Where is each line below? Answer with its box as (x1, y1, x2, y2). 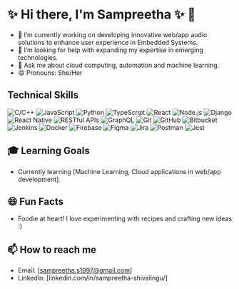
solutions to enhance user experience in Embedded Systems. (17, 38, 198, 46)
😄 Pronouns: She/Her (17, 68, 83, 77)
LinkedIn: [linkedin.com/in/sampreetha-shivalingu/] (17, 274, 168, 283)
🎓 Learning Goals (7, 145, 91, 157)
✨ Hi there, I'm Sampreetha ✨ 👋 (7, 6, 196, 23)
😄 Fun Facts (7, 196, 64, 208)
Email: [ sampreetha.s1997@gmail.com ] (17, 266, 133, 275)
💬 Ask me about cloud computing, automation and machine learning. (17, 61, 220, 69)
